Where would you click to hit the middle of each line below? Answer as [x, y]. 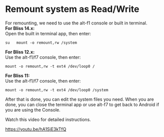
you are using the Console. [33, 110]
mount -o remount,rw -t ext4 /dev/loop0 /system [57, 90]
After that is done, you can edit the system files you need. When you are [79, 99]
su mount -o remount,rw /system [41, 43]
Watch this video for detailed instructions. [48, 119]
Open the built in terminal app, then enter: [48, 33]
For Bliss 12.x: [20, 52]
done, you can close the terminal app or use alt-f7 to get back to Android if [82, 104]
